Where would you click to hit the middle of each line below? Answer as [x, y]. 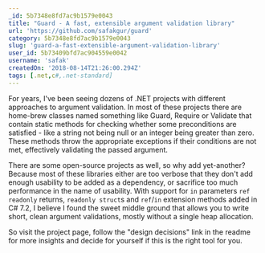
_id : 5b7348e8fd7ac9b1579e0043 [61, 16]
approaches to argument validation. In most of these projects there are [125, 107]
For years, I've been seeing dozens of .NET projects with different [117, 98]
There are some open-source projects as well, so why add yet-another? [127, 165]
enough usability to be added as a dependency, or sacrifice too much [123, 182]
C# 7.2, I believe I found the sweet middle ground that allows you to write [128, 208]
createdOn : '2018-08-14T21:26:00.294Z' [75, 68]
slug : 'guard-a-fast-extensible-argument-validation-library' [114, 46]
